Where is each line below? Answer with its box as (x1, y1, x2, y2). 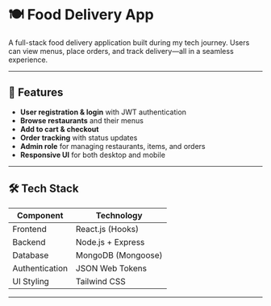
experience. (8, 55, 48, 64)
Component (17, 209, 64, 221)
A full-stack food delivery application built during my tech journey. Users (8, 37, 250, 48)
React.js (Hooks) (75, 223, 140, 234)
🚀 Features (8, 85, 64, 100)
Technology (95, 209, 143, 221)
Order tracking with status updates (19, 133, 138, 143)
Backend (12, 236, 46, 247)
